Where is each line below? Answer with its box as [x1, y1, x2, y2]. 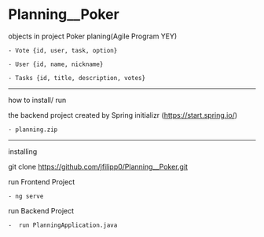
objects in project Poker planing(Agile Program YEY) [8, 31, 178, 41]
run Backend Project [8, 206, 75, 215]
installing [8, 147, 38, 156]
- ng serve [8, 192, 44, 200]
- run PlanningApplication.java [8, 221, 118, 229]
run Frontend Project [8, 177, 75, 186]
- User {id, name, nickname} [8, 60, 104, 68]
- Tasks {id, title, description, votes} [8, 74, 146, 82]
